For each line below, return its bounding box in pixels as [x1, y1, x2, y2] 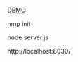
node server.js [7, 33, 49, 42]
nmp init [7, 20, 31, 27]
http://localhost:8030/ [7, 47, 71, 55]
